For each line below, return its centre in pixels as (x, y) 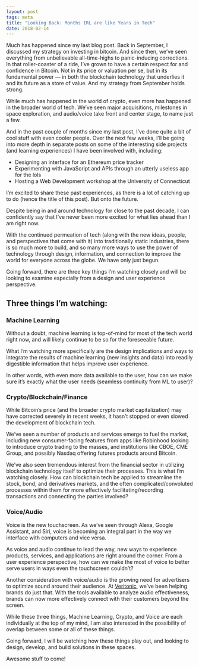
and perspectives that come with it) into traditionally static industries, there (98, 241)
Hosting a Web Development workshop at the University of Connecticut (102, 181)
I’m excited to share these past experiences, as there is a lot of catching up (98, 193)
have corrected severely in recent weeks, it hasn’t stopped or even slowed (97, 416)
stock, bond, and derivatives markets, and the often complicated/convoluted (99, 484)
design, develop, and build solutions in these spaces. (71, 647)
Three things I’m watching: (57, 303)
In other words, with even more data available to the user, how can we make (99, 375)
